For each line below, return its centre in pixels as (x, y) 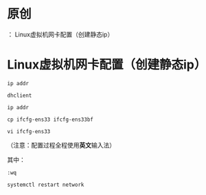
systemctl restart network (46, 185)
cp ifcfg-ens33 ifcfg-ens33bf (50, 119)
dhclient (20, 95)
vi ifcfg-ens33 (29, 131)
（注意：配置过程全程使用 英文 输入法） (61, 145)
